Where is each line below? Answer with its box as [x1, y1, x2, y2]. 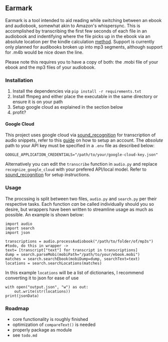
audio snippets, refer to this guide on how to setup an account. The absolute [5, 137, 163, 143]
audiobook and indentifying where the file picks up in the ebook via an [5, 33, 150, 39]
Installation [5, 77, 34, 84]
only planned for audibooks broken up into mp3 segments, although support [5, 44, 163, 50]
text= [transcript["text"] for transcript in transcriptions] [5, 247, 138, 252]
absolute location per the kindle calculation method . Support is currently [5, 39, 154, 45]
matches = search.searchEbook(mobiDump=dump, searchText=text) [5, 256, 140, 261]
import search [5, 225, 35, 231]
